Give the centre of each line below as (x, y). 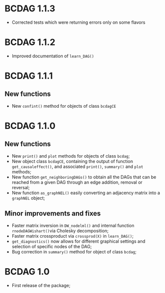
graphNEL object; (28, 198)
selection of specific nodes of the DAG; (52, 246)
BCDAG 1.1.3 (30, 9)
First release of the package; (41, 285)
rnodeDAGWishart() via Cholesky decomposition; (60, 231)
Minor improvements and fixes (53, 214)
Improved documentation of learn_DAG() (53, 56)
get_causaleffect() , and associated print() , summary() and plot (78, 167)
